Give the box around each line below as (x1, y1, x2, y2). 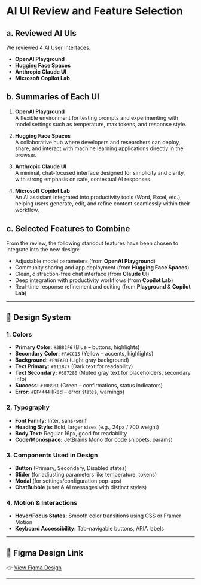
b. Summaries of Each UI (6, 92, 100, 102)
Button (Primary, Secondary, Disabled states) (14, 464, 127, 471)
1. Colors (6, 330, 32, 338)
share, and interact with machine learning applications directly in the (14, 145, 184, 152)
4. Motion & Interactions (6, 498, 78, 507)
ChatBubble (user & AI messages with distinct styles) (14, 483, 147, 490)
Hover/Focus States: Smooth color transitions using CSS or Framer (14, 512, 181, 519)
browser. (14, 151, 37, 158)
